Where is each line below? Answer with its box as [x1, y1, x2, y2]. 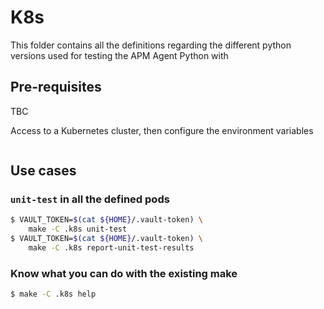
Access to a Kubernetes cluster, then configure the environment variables [10, 124, 314, 136]
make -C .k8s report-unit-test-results [28, 243, 195, 253]
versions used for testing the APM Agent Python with [10, 49, 229, 61]
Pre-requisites [10, 79, 102, 96]
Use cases [10, 162, 77, 180]
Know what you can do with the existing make [10, 266, 238, 280]
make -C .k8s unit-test [28, 224, 128, 235]
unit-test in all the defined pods [10, 192, 170, 206]
